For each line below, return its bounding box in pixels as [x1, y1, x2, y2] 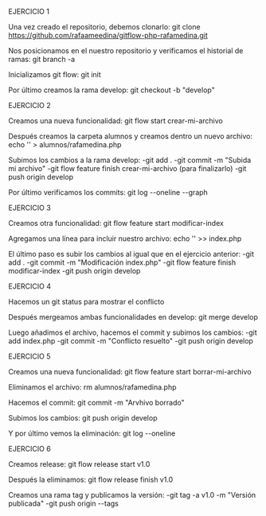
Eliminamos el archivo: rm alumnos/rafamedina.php [8, 382, 177, 392]
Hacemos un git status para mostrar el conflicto [8, 297, 165, 306]
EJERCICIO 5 [8, 351, 51, 361]
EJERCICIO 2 [8, 101, 51, 110]
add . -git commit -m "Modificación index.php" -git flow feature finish [8, 258, 237, 267]
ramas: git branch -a [8, 55, 76, 64]
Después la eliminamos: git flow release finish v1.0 [8, 475, 174, 484]
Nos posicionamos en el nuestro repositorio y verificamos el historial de [8, 46, 244, 55]
